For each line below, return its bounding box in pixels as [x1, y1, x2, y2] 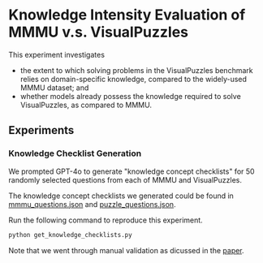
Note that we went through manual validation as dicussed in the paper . [8, 245, 245, 255]
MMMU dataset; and [19, 83, 89, 93]
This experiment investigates [8, 50, 106, 59]
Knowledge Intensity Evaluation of [8, 6, 246, 24]
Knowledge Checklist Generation [8, 148, 142, 159]
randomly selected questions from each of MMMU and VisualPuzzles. [8, 175, 242, 184]
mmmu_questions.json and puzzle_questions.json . [8, 199, 176, 209]
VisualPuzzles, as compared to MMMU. [19, 100, 153, 110]
